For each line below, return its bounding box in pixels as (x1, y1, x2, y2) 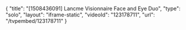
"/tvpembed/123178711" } (5, 18, 67, 24)
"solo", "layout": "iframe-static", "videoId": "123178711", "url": (5, 11, 156, 18)
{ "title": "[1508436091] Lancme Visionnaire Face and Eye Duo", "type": (5, 5, 181, 12)
